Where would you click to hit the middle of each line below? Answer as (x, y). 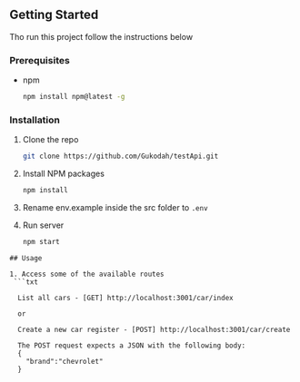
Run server (43, 225)
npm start (41, 242)
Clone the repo (50, 140)
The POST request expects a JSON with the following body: (132, 345)
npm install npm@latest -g (74, 97)
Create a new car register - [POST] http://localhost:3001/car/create (154, 329)
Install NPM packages (63, 174)
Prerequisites (40, 60)
